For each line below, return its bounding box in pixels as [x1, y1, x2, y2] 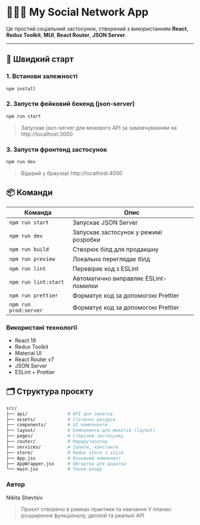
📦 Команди [6, 188, 53, 198]
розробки [72, 235, 101, 244]
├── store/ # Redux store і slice [6, 449, 124, 455]
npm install [6, 86, 36, 92]
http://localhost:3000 [20, 131, 73, 138]
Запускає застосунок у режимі [72, 228, 162, 236]
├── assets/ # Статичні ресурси [6, 417, 116, 423]
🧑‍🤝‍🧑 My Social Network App [6, 5, 149, 19]
